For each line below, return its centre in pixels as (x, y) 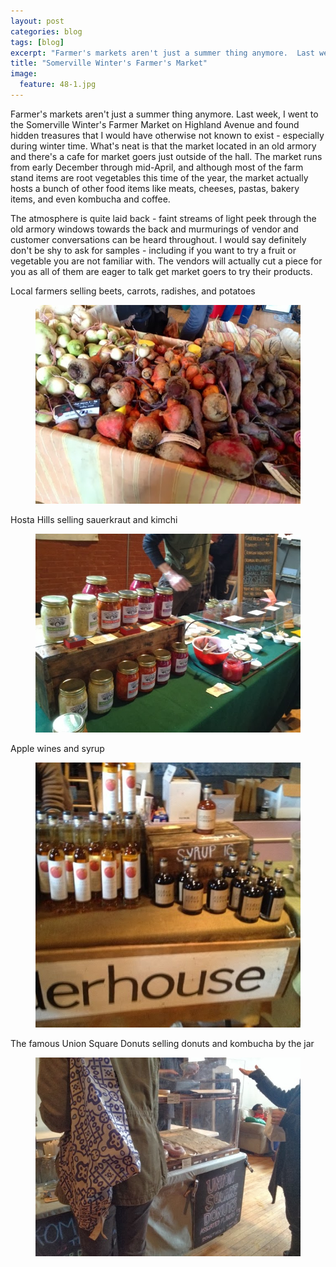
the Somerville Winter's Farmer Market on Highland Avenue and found (155, 124)
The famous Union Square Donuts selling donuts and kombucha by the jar (162, 1043)
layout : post (37, 21)
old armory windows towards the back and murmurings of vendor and (154, 229)
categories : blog (46, 31)
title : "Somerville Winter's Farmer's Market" (109, 63)
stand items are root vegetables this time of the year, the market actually (159, 177)
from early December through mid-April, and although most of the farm (157, 167)
